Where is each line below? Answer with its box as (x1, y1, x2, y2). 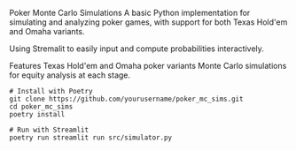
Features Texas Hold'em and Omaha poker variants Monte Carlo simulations (9, 61, 287, 71)
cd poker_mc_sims (9, 102, 74, 111)
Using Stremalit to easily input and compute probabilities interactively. (9, 43, 264, 54)
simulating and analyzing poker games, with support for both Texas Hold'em (9, 17, 288, 27)
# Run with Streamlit (9, 125, 90, 134)
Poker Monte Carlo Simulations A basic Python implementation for (9, 8, 251, 18)
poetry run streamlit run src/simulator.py (9, 133, 173, 142)
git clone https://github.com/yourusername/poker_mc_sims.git (9, 94, 244, 103)
